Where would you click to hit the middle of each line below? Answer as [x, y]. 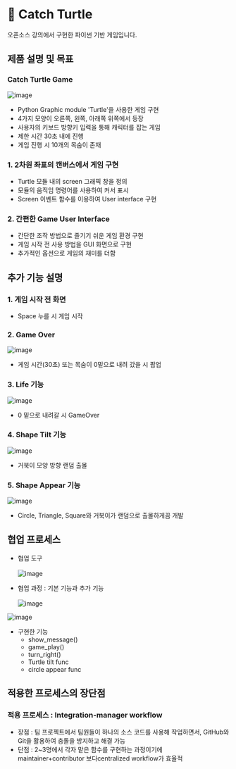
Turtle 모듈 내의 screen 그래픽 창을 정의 [73, 181]
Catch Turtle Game [40, 80]
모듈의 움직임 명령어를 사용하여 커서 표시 [73, 190]
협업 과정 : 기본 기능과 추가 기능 [61, 588]
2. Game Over [31, 335]
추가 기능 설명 [35, 277]
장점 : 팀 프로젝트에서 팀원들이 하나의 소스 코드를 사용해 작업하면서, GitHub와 [123, 732]
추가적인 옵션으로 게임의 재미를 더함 [67, 254]
